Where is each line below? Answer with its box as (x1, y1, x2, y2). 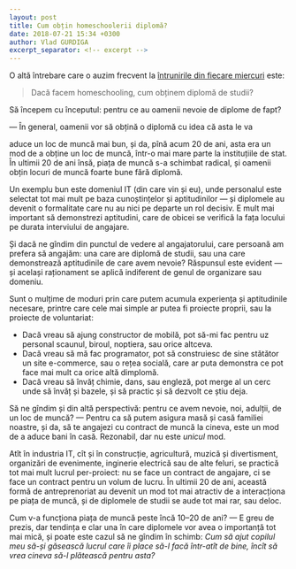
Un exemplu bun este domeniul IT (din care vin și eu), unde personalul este (9, 184, 283, 195)
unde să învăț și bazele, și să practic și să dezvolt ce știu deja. (21, 386, 248, 396)
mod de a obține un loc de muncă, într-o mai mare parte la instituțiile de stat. (9, 148, 287, 159)
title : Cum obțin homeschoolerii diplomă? (9, 21, 168, 30)
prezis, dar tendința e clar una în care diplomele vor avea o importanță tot (9, 522, 277, 533)
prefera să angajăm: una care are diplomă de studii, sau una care (9, 249, 246, 259)
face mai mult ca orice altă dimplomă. (21, 367, 159, 378)
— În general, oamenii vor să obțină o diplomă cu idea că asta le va (9, 121, 254, 133)
